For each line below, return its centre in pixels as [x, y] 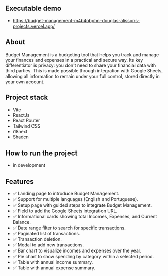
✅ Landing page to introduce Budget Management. [66, 194]
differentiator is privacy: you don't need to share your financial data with [81, 65]
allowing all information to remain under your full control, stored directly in [82, 76]
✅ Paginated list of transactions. [46, 234]
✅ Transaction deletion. [37, 239]
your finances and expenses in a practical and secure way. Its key [74, 60]
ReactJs [21, 115]
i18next [20, 132]
